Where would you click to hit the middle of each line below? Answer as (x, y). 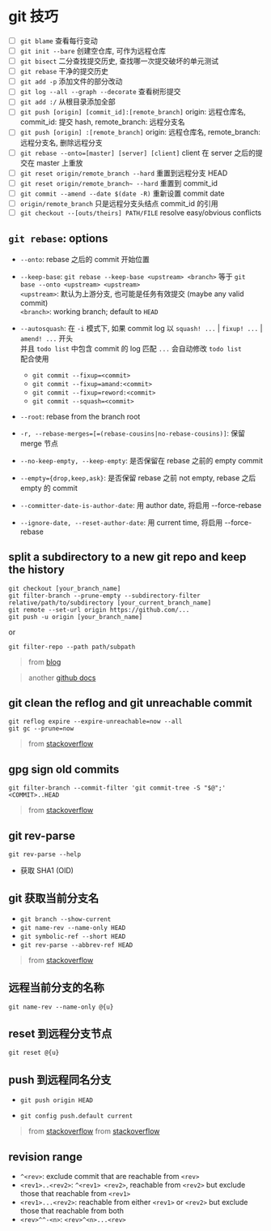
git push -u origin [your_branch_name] (76, 617)
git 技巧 (34, 17)
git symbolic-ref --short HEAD (73, 936)
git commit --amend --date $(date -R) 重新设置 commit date (122, 193)
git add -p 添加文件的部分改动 (71, 81)
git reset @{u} (34, 1053)
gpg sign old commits (64, 769)
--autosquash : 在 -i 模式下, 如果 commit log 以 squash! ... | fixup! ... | (141, 328)
